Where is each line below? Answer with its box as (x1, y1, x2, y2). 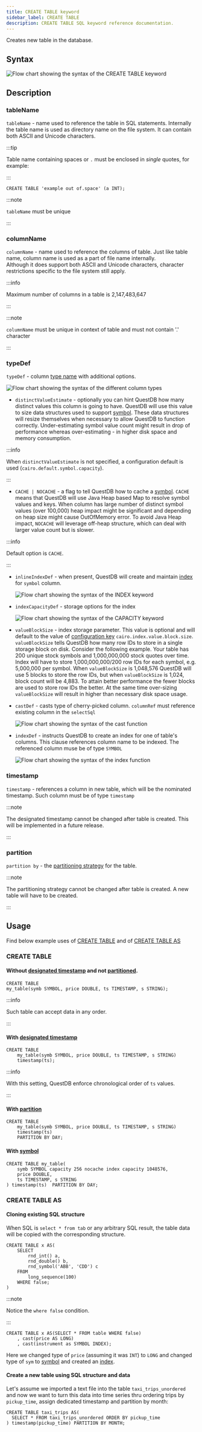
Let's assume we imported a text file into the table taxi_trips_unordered (6, 1385, 186, 1392)
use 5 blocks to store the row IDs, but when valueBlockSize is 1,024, (14, 671, 185, 679)
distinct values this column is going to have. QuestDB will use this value (14, 403, 193, 410)
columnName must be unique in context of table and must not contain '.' (6, 326, 179, 333)
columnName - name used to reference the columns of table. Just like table (6, 248, 188, 255)
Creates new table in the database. (6, 37, 93, 44)
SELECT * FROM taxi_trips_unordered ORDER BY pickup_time (11, 1414, 161, 1421)
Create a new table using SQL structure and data (6, 1372, 131, 1379)
